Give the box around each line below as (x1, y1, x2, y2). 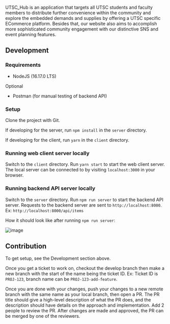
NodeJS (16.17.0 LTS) (12, 73, 57, 79)
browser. (5, 172, 24, 178)
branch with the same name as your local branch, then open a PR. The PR (5, 291, 160, 297)
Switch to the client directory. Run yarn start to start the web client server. (5, 161, 165, 167)
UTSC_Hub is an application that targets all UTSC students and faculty (5, 5, 153, 10)
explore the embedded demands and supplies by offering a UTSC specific (5, 15, 161, 21)
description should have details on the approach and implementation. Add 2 (5, 302, 164, 308)
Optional (5, 83, 23, 89)
